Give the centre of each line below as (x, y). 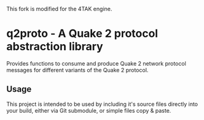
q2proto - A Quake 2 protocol (82, 34)
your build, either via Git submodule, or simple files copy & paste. (89, 110)
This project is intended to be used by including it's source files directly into (102, 104)
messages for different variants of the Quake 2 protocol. (77, 70)
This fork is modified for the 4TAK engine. (59, 9)
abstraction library (55, 47)
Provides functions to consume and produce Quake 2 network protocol (96, 63)
